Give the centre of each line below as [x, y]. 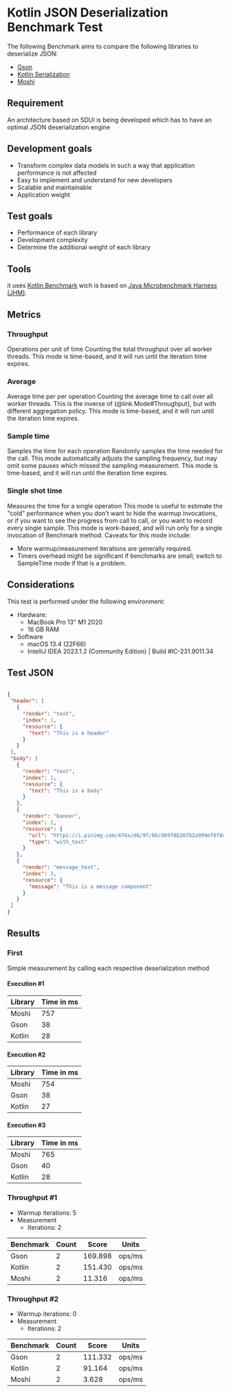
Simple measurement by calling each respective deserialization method [108, 968]
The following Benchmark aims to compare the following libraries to [103, 46]
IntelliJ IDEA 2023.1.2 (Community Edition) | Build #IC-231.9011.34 [120, 651]
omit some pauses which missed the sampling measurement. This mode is [113, 466]
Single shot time [35, 491]
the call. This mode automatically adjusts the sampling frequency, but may [112, 458]
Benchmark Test [55, 27]
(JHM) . [17, 293]
